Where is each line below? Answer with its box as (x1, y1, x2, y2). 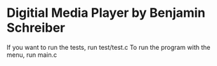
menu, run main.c (6, 51, 58, 59)
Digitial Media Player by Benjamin (6, 5, 206, 21)
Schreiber (6, 20, 65, 36)
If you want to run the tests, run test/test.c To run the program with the (6, 43, 211, 51)
